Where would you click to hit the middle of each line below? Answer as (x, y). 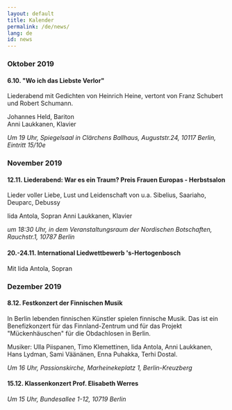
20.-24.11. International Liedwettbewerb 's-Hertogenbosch (94, 253)
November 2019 (35, 163)
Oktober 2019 (31, 64)
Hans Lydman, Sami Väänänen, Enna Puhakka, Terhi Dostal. (92, 354)
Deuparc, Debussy (34, 203)
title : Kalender (31, 20)
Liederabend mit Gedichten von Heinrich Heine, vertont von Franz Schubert (115, 96)
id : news (20, 40)
